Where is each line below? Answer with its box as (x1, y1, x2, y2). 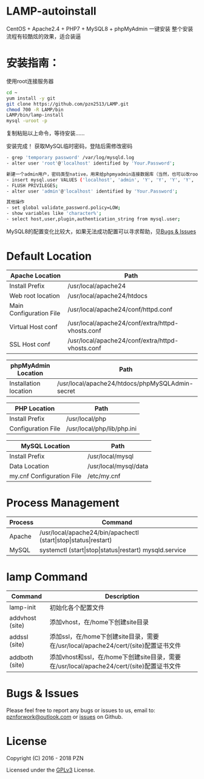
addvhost (9, 613, 36, 622)
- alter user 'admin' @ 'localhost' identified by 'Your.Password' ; (6, 188, 178, 194)
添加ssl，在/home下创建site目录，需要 (49, 632, 159, 641)
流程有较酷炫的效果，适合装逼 (6, 32, 81, 40)
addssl (9, 633, 29, 641)
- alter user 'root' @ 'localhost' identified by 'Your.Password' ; (6, 160, 175, 166)
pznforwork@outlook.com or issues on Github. (6, 713, 123, 720)
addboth (9, 653, 33, 661)
